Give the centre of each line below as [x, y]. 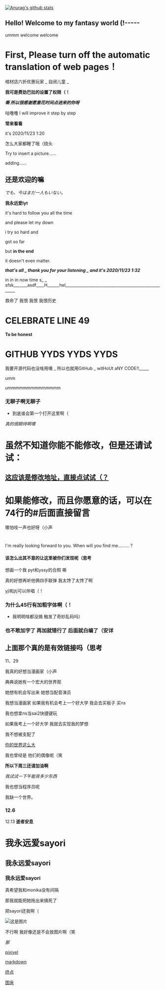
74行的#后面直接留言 [48, 513]
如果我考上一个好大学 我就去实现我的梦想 [47, 724]
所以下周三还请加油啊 [27, 766]
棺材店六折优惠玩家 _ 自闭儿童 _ [37, 81]
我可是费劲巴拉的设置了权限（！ [37, 92]
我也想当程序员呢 [22, 786]
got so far [15, 241]
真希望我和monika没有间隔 [32, 890]
